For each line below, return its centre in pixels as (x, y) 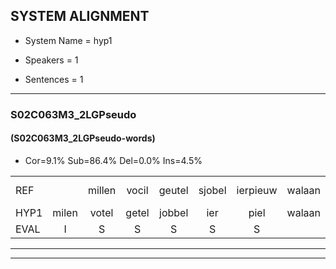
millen (102, 190)
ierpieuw (257, 190)
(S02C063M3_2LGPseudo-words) (83, 138)
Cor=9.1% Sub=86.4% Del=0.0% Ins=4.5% (113, 160)
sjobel (212, 190)
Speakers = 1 (51, 60)
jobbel (174, 212)
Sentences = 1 (54, 79)
